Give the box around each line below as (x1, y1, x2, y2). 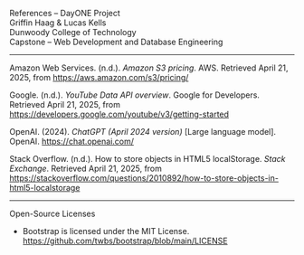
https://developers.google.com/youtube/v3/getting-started (9, 109, 229, 119)
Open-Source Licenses (9, 208, 96, 219)
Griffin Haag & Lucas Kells (9, 17, 107, 28)
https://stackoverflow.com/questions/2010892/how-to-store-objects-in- (9, 173, 279, 184)
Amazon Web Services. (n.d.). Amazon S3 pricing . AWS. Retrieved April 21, (9, 62, 289, 73)
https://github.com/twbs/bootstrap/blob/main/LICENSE (22, 235, 228, 246)
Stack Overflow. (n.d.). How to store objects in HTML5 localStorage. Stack (9, 154, 287, 164)
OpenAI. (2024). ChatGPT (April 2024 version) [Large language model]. (9, 127, 277, 137)
